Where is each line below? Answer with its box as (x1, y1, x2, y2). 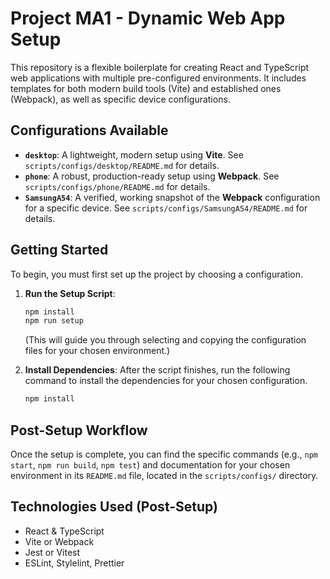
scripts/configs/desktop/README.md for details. (24, 159, 220, 171)
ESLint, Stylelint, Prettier (24, 557, 125, 569)
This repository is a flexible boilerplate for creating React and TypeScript (10, 61, 310, 73)
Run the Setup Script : (24, 287, 116, 299)
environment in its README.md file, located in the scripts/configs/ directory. (10, 470, 319, 481)
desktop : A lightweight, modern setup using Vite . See (24, 148, 244, 161)
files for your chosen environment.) (24, 345, 171, 357)
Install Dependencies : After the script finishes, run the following (24, 364, 291, 376)
